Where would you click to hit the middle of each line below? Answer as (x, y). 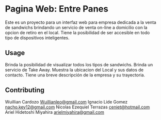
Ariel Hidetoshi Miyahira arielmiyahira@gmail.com (55, 112)
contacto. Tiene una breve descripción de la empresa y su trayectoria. (75, 75)
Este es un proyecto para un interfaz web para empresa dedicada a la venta (81, 22)
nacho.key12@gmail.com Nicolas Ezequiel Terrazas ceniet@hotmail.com (78, 107)
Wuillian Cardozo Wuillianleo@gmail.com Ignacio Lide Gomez (66, 102)
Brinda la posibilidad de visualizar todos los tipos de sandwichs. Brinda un (79, 64)
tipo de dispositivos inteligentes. (37, 38)
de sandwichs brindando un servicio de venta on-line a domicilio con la (76, 27)
